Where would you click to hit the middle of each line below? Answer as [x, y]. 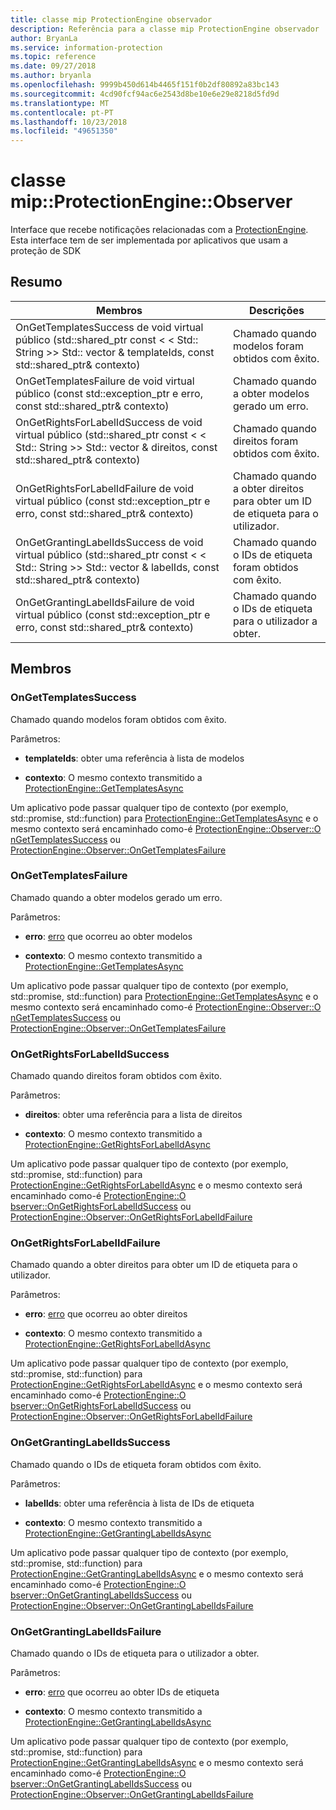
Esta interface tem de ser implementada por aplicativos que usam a [149, 240]
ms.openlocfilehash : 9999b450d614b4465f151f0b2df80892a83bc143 [145, 85]
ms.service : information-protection [86, 47]
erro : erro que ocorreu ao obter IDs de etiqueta [122, 1692]
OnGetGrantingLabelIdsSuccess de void [109, 542]
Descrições [276, 310]
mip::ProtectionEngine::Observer [151, 202]
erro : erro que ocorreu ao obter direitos [106, 1314]
